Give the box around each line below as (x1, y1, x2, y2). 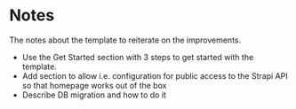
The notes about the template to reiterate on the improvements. (9, 35, 242, 45)
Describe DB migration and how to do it (21, 90, 167, 100)
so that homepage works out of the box (21, 80, 167, 90)
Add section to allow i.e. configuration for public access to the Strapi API (21, 70, 288, 81)
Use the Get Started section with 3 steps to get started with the (21, 51, 254, 62)
